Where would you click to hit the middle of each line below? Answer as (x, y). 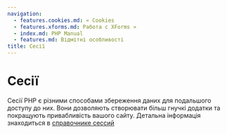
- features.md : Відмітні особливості (69, 40)
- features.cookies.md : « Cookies (64, 20)
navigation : (25, 14)
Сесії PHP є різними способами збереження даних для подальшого (109, 100)
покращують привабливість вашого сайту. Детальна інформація (104, 115)
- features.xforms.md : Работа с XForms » (75, 27)
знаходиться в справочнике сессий (61, 123)
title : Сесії (26, 46)
